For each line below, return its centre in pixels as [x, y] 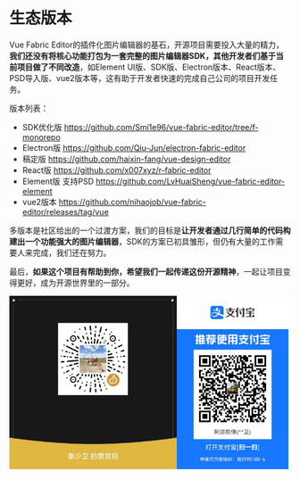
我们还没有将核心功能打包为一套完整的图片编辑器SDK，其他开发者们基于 [143, 55]
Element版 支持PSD [58, 181]
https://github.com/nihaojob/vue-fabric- [133, 202]
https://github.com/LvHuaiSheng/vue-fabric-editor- [190, 181]
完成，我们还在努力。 [72, 252]
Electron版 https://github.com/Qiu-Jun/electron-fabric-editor [134, 147]
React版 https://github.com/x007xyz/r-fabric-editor [117, 169]
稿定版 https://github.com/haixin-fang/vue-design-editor [126, 159]
